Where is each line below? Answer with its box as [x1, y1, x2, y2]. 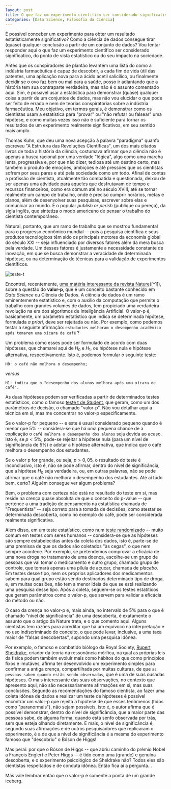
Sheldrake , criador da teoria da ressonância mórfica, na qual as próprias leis [5, 649, 165, 656]
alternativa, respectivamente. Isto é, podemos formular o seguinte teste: [5, 352, 157, 358]
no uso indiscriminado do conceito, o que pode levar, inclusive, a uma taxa [5, 629, 162, 635]
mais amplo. [5, 128, 31, 134]
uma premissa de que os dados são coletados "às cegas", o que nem [5, 543, 151, 549]
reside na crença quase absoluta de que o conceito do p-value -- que [5, 495, 152, 501]
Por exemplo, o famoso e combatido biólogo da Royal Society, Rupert [5, 644, 151, 650]
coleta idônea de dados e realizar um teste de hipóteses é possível [5, 693, 146, 699]
